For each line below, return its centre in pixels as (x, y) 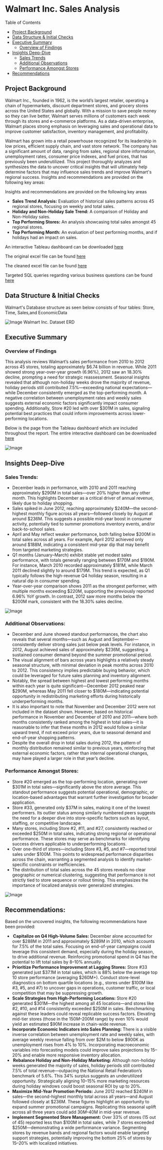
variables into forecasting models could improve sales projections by (81, 1050)
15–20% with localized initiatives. (45, 1143)
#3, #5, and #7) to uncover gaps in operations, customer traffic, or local (83, 988)
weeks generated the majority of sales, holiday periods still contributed (83, 1066)
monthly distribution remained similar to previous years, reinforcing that (83, 748)
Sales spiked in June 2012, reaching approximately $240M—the (76, 508)
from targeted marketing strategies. (48, 549)
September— (126, 640)
